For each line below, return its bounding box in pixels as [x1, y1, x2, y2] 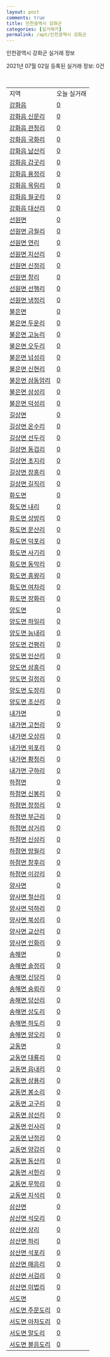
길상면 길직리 [9, 480, 45, 488]
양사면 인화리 [9, 939, 45, 948]
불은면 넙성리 [9, 353, 45, 362]
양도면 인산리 [9, 652, 45, 660]
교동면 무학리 [9, 1179, 45, 1188]
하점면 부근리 [9, 812, 45, 821]
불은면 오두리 [9, 342, 45, 351]
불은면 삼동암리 [9, 376, 51, 385]
